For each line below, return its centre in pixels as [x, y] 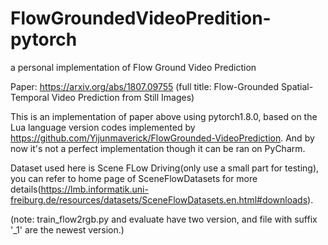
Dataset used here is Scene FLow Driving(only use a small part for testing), [165, 168]
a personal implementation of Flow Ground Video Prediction [133, 67]
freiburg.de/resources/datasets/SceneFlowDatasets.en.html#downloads [159, 199]
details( [26, 189]
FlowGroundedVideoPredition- [141, 18]
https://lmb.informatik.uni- [94, 189]
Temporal [30, 97]
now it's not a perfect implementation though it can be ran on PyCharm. [158, 148]
